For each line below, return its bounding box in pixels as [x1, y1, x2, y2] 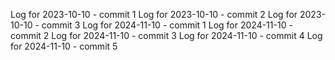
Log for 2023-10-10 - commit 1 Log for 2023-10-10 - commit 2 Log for [10, 9, 298, 20]
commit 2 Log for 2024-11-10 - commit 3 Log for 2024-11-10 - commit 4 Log [10, 30, 323, 41]
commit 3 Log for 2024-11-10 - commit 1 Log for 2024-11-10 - [41, 19, 293, 31]
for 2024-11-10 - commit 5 [10, 40, 118, 52]
